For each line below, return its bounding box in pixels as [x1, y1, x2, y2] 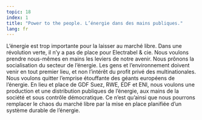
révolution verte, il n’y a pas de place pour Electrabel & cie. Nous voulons [6, 49, 189, 56]
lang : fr [6, 25, 29, 32]
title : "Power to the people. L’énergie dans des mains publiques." [6, 20, 183, 26]
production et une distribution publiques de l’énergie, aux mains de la [6, 87, 179, 95]
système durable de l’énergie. [6, 107, 81, 114]
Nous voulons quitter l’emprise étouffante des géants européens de [6, 75, 175, 82]
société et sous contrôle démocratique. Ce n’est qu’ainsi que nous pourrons [6, 94, 195, 101]
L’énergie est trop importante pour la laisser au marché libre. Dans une [6, 42, 182, 50]
